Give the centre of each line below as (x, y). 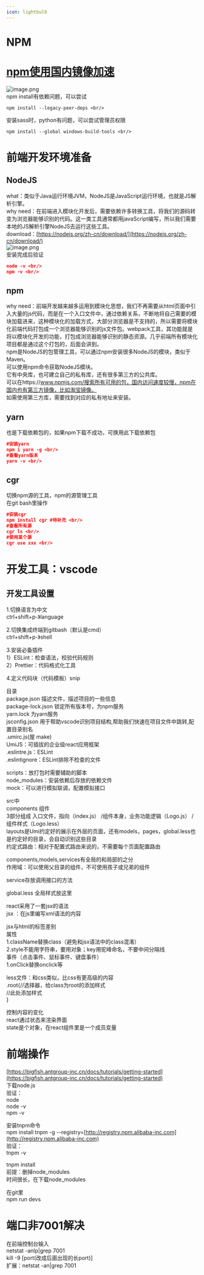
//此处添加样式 (24, 993)
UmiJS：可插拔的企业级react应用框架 (53, 744)
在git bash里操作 (27, 503)
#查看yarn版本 (22, 455)
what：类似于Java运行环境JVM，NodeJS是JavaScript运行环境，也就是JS (99, 196)
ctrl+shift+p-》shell (29, 637)
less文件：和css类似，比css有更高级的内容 (60, 977)
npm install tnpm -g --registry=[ (46, 1132)
